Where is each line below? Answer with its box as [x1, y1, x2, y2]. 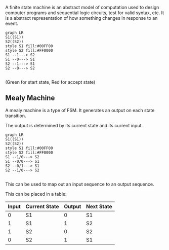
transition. [5, 113, 26, 119]
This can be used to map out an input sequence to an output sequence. [5, 181, 154, 187]
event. [5, 20, 19, 26]
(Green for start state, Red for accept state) [5, 79, 96, 85]
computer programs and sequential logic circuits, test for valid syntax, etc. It [5, 10, 164, 16]
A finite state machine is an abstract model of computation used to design [5, 5, 159, 10]
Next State [86, 203, 112, 210]
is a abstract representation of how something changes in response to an [5, 15, 158, 21]
